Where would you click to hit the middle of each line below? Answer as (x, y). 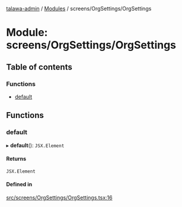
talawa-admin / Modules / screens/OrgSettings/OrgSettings (79, 9)
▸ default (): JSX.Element (35, 145)
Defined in (19, 184)
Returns (16, 159)
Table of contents (39, 67)
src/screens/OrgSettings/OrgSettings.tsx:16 (59, 198)
